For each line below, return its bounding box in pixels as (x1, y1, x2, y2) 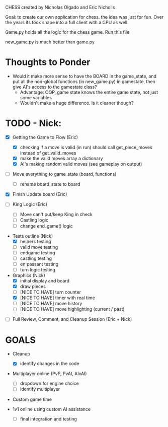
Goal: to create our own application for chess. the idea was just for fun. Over (5, 14, 164, 20)
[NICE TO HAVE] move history (20, 301, 82, 307)
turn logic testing (20, 266, 55, 272)
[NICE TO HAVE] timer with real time (20, 295, 96, 301)
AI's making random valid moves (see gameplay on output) (20, 161, 142, 167)
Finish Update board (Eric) (12, 191, 67, 197)
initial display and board (20, 277, 69, 283)
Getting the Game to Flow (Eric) (12, 134, 78, 140)
